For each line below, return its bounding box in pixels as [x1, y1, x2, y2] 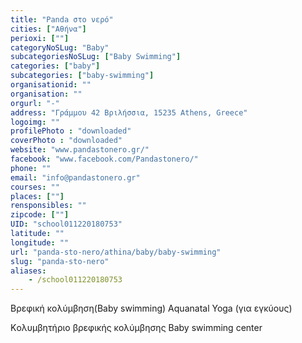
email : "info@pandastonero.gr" [10, 172, 141, 183]
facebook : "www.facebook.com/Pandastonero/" [10, 154, 199, 164]
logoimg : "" [10, 117, 60, 127]
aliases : [10, 266, 47, 276]
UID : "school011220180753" [10, 219, 123, 230]
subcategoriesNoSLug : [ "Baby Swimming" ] [10, 52, 182, 62]
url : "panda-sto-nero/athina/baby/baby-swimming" [10, 247, 222, 257]
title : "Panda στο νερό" [10, 14, 114, 25]
